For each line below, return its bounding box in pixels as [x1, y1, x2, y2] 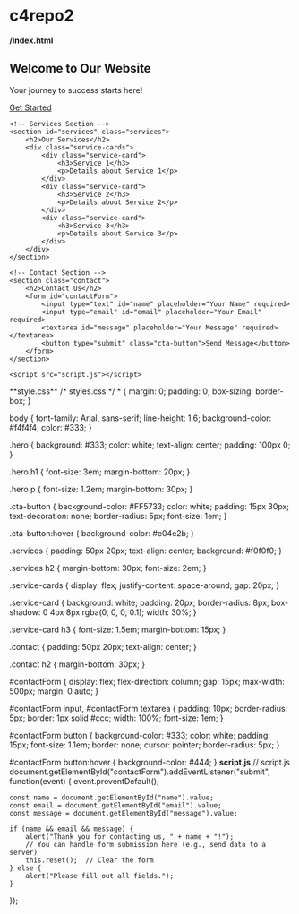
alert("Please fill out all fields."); [25, 871, 175, 880]
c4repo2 [9, 5, 74, 26]
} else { [9, 863, 42, 873]
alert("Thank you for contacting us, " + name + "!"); [25, 832, 235, 841]
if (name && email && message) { [9, 824, 134, 833]
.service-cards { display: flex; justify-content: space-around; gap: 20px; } [9, 579, 280, 591]
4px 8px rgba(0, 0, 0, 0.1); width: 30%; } [49, 606, 197, 618]
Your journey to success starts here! [9, 84, 143, 95]
